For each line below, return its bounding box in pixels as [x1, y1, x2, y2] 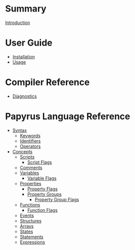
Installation [12, 54, 35, 60]
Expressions [19, 239, 45, 245]
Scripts [19, 154, 35, 160]
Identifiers [19, 138, 41, 144]
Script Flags [27, 159, 52, 165]
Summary [5, 3, 46, 15]
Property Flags [27, 186, 58, 192]
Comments [19, 164, 43, 170]
